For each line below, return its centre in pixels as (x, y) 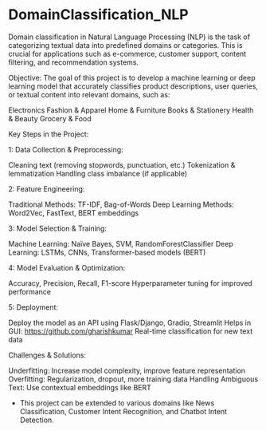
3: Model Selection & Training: (58, 228)
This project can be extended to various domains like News (117, 403)
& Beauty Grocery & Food (50, 118)
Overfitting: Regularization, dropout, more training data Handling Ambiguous (133, 379)
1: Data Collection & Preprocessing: (66, 149)
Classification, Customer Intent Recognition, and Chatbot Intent (123, 411)
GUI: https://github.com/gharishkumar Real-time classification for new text (131, 331)
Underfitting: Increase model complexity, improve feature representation (127, 370)
